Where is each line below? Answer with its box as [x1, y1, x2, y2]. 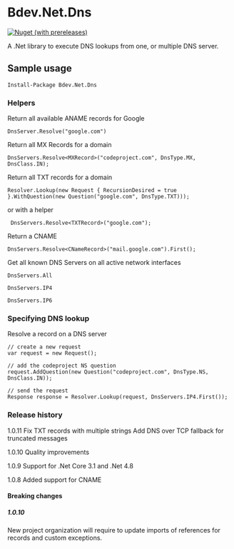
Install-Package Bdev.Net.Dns [7, 81, 98, 89]
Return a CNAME [7, 232, 57, 241]
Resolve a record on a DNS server [7, 330, 107, 338]
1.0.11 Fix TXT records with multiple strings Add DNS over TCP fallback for [7, 426, 224, 435]
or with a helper [7, 206, 54, 214]
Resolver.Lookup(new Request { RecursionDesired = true [7, 187, 177, 194]
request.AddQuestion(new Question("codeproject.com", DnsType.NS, [7, 368, 209, 376]
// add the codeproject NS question [7, 362, 116, 370]
